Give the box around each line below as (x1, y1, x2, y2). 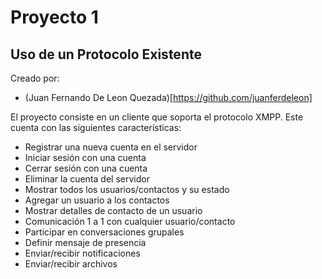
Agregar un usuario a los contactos (24, 194, 170, 206)
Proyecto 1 (10, 6, 99, 29)
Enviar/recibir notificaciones (24, 247, 141, 259)
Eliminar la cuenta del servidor (24, 173, 150, 185)
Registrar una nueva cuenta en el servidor (24, 141, 198, 153)
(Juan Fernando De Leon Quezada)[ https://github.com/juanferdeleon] (24, 92, 313, 103)
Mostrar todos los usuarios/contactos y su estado (24, 184, 230, 195)
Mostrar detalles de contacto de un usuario (24, 205, 203, 216)
